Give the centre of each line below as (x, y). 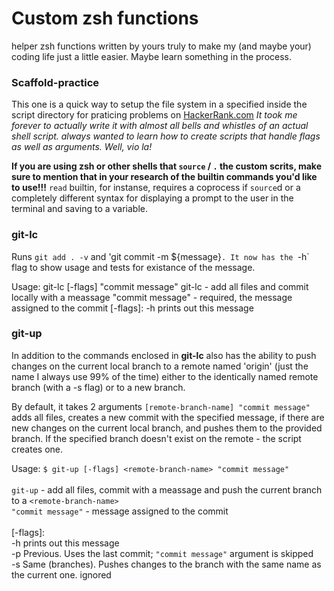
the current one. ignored (61, 574)
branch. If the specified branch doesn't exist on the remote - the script (156, 438)
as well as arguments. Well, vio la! (82, 147)
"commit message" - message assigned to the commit (120, 511)
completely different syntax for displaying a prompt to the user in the (152, 198)
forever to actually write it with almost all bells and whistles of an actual (160, 126)
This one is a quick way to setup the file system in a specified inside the (159, 104)
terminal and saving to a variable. (80, 209)
